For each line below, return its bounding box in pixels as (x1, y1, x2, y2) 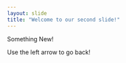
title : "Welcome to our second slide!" (7, 16, 121, 23)
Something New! (7, 35, 54, 43)
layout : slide (7, 9, 48, 17)
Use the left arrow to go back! (7, 48, 91, 56)
